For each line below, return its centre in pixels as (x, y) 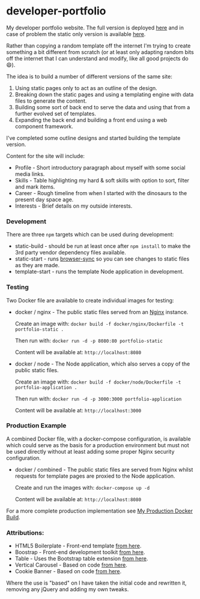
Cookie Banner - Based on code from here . (68, 571)
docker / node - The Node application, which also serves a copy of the (102, 364)
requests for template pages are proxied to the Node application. (95, 476)
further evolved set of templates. (55, 113)
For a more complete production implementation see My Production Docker (100, 511)
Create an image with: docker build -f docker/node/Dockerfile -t (98, 382)
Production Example (36, 426)
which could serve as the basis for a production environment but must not (98, 445)
